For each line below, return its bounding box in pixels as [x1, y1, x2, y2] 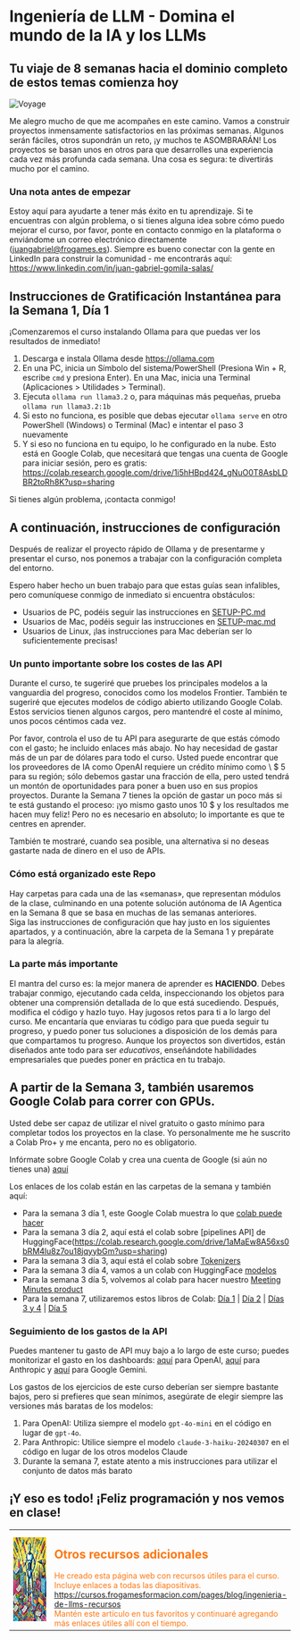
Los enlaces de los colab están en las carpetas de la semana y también [9, 1181, 271, 1191]
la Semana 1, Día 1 [9, 302, 110, 318]
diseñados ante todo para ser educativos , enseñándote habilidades [9, 1044, 257, 1055]
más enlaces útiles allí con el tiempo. [54, 1618, 189, 1628]
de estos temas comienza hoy [9, 74, 179, 90]
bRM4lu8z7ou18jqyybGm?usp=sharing [21, 1245, 165, 1257]
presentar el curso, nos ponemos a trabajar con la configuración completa [9, 552, 283, 564]
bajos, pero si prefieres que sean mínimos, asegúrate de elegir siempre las [9, 1391, 284, 1401]
